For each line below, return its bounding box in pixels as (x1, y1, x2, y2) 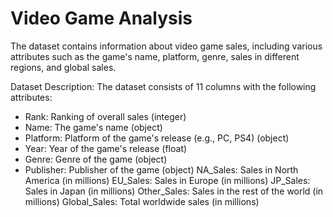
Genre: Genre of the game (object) (24, 153, 168, 165)
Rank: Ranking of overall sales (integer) (24, 110, 187, 122)
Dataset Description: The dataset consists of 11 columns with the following (10, 80, 317, 92)
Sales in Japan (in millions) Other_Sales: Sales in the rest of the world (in (24, 185, 324, 197)
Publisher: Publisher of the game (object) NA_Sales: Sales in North (24, 163, 299, 176)
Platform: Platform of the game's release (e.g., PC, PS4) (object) (24, 132, 290, 144)
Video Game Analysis (10, 7, 193, 30)
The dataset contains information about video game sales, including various (10, 40, 323, 52)
